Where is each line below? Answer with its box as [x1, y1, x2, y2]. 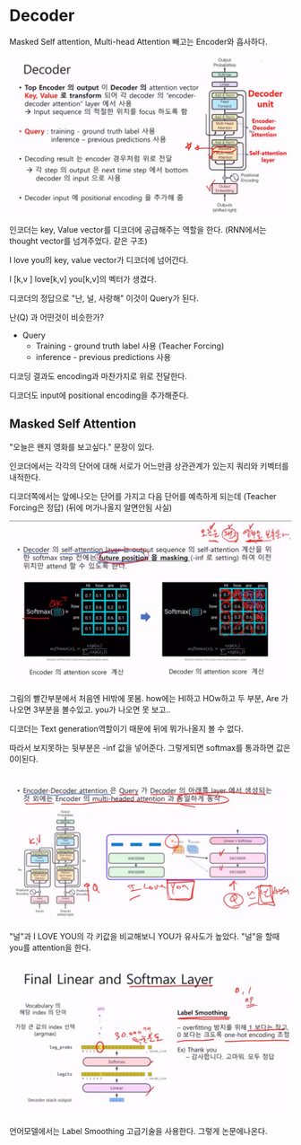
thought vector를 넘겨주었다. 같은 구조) [9, 235, 148, 246]
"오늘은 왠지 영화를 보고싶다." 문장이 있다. [9, 441, 155, 452]
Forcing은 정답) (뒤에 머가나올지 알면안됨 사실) [9, 502, 173, 513]
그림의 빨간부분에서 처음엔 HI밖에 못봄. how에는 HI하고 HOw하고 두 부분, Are [9, 692, 279, 703]
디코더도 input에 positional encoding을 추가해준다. [9, 390, 189, 401]
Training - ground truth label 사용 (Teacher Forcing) [35, 340, 225, 351]
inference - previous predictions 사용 [35, 351, 172, 362]
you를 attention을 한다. [9, 942, 91, 953]
